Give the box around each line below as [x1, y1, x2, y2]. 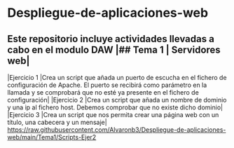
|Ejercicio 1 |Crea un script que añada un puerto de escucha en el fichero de [7, 74, 227, 81]
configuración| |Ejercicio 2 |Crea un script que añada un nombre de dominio [7, 96, 227, 104]
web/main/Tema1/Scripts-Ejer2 [7, 133, 97, 141]
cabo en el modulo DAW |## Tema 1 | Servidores [7, 43, 221, 55]
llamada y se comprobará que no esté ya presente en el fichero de [7, 88, 200, 96]
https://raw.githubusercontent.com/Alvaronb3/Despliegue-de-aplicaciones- [7, 126, 226, 134]
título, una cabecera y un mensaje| [7, 118, 107, 126]
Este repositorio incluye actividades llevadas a [7, 33, 215, 45]
